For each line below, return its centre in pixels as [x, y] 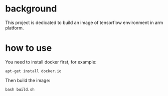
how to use [29, 48]
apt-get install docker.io [33, 71]
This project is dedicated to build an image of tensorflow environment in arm [84, 22]
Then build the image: [28, 80]
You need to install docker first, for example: [51, 62]
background [31, 9]
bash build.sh [20, 89]
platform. [15, 27]
